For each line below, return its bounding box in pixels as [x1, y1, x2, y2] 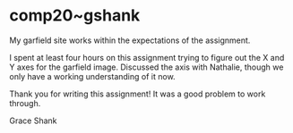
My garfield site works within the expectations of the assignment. [9, 35, 251, 46]
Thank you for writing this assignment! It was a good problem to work [9, 88, 266, 99]
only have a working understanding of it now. [9, 71, 177, 81]
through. [9, 97, 41, 108]
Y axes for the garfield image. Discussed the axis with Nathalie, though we [9, 62, 284, 72]
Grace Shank [9, 115, 57, 126]
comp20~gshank [9, 5, 141, 26]
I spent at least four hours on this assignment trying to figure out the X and [9, 52, 285, 62]
